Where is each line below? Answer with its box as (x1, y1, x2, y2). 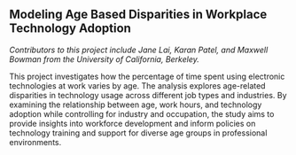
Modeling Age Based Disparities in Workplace (9, 7, 268, 22)
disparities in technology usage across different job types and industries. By (9, 89, 287, 100)
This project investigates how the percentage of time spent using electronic (9, 71, 285, 81)
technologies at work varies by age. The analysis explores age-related (9, 80, 266, 91)
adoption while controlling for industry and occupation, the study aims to (9, 108, 275, 119)
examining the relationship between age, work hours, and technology (9, 99, 262, 110)
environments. (9, 136, 62, 147)
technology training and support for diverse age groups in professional (9, 128, 268, 138)
